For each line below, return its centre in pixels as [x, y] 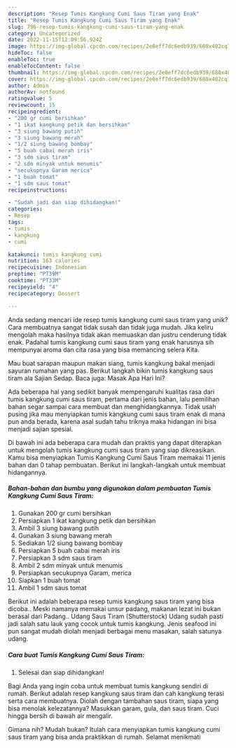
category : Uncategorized [44, 33]
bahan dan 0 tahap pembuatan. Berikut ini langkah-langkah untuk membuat [117, 465]
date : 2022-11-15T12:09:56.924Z [55, 40]
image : [18, 46]
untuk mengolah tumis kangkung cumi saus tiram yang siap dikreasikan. [112, 450]
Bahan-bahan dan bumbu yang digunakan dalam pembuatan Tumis [110, 488]
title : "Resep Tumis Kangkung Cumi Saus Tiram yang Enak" [94, 20]
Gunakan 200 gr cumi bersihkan [64, 514]
